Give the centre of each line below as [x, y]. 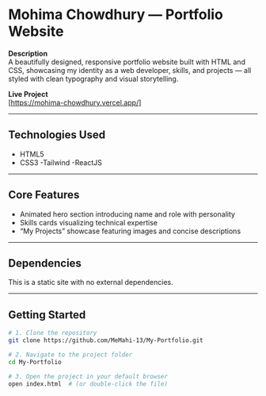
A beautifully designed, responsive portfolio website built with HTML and [127, 62]
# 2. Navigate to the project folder [70, 355]
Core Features [44, 195]
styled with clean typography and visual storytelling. [93, 79]
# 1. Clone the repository [53, 333]
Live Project [28, 94]
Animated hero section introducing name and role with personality [127, 214]
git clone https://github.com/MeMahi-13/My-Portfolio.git [106, 340]
